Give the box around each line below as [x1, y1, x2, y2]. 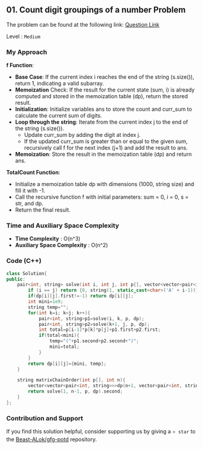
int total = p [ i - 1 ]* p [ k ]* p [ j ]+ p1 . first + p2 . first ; [38, 327, 161, 333]
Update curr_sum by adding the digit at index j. [24, 131, 141, 139]
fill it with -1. [14, 187, 45, 195]
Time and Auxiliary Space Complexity [6, 221, 120, 230]
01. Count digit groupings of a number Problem [6, 5, 186, 15]
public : [6, 276, 26, 282]
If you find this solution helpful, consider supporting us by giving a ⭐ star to [6, 428, 196, 435]
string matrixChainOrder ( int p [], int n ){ [17, 377, 126, 384]
